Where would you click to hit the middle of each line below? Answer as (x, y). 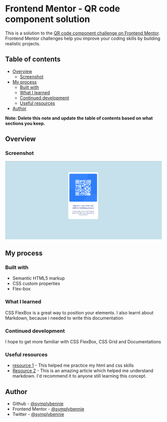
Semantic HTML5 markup (39, 278)
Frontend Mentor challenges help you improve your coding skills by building (83, 38)
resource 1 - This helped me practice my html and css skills (73, 365)
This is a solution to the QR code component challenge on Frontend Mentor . (83, 33)
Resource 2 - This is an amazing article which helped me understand (83, 371)
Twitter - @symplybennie (38, 415)
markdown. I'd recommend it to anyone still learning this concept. (79, 376)
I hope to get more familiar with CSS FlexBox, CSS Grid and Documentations (83, 341)
